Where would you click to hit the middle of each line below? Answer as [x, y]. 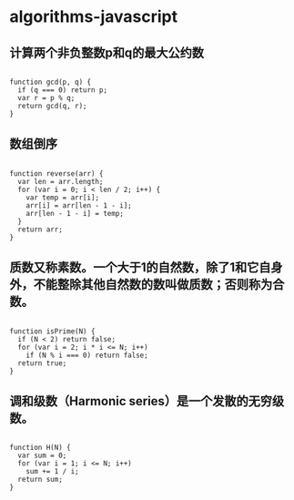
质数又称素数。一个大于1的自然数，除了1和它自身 [147, 267]
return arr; [41, 230]
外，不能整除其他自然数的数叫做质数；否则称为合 [147, 285]
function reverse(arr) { [56, 173]
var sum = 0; [42, 456]
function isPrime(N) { [52, 331]
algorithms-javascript [94, 17]
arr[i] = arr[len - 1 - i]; [79, 205]
